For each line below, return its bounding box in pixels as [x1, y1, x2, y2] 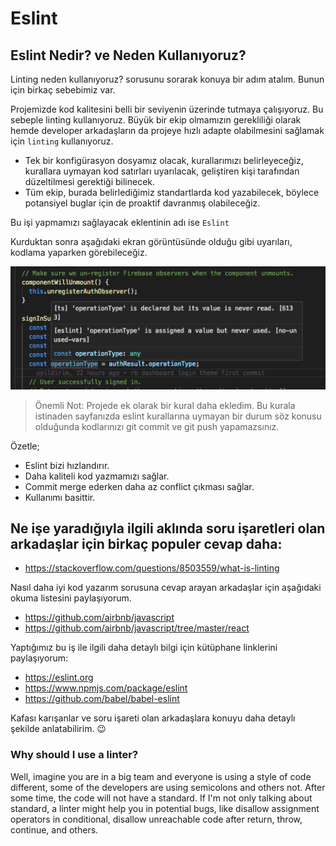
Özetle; [10, 440, 40, 452]
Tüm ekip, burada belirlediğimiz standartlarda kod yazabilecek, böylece [24, 187, 320, 198]
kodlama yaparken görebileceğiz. [10, 247, 148, 258]
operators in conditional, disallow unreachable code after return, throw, [10, 813, 303, 825]
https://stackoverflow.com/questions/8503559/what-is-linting [24, 562, 280, 574]
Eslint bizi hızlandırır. [24, 459, 110, 471]
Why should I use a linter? [10, 748, 139, 762]
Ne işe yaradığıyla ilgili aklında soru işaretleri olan [10, 520, 326, 537]
